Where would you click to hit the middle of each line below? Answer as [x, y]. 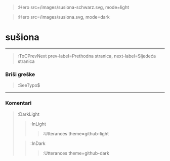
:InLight [38, 124]
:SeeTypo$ [29, 86]
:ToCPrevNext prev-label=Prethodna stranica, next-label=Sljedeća [87, 56]
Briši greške [20, 74]
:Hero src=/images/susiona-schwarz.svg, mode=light [73, 7]
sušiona [22, 37]
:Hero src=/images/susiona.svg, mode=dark [64, 17]
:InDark [38, 143]
